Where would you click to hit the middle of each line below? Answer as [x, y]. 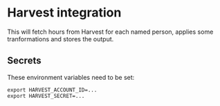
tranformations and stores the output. [61, 39]
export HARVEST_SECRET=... [46, 96]
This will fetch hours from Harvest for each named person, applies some [110, 32]
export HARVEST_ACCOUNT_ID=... [52, 90]
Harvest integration [64, 13]
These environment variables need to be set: [71, 77]
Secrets [24, 61]
